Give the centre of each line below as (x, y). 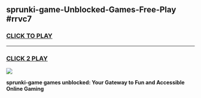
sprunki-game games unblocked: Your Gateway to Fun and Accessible (95, 82)
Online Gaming (25, 88)
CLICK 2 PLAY (27, 58)
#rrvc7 (19, 19)
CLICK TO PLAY (29, 36)
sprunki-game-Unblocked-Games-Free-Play (91, 10)
